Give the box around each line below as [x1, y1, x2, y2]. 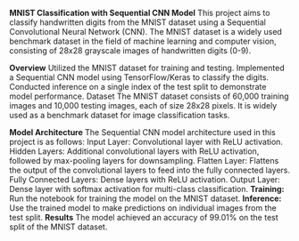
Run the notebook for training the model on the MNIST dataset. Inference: [9, 193, 282, 204]
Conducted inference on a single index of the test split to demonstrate [9, 82, 267, 92]
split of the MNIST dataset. [9, 221, 108, 232]
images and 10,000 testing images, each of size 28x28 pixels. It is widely [9, 100, 278, 110]
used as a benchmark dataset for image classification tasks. [9, 110, 230, 120]
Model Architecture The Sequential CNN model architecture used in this [9, 127, 277, 137]
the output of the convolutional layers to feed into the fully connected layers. [9, 165, 290, 175]
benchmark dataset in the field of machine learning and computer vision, [9, 36, 277, 46]
